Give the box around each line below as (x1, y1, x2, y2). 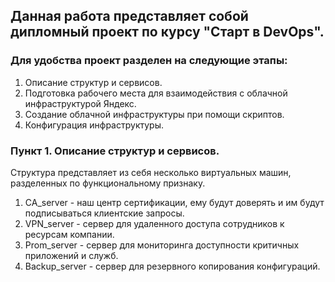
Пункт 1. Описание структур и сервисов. (10, 144, 220, 158)
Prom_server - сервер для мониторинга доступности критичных (24, 239, 300, 251)
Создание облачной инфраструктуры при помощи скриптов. (24, 108, 285, 120)
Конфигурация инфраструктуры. (24, 119, 164, 131)
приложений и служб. (24, 249, 119, 261)
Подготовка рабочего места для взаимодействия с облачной (24, 87, 288, 99)
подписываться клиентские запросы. (24, 207, 185, 219)
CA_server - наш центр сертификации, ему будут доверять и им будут (24, 196, 325, 208)
